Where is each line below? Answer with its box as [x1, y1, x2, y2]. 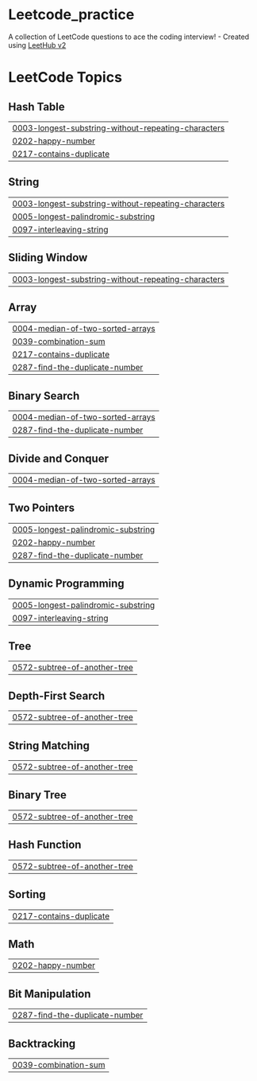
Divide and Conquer [8, 451, 109, 465]
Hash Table [8, 100, 65, 113]
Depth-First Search [8, 689, 105, 702]
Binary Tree [8, 788, 67, 802]
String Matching [8, 739, 90, 752]
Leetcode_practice [8, 6, 135, 24]
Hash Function [8, 838, 82, 852]
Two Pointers [8, 501, 75, 515]
